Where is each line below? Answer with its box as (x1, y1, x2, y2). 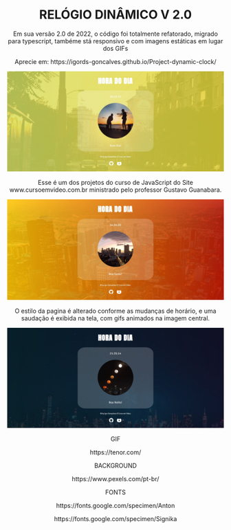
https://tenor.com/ (89, 448, 142, 456)
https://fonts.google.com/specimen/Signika (54, 514, 177, 522)
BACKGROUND (93, 461, 137, 470)
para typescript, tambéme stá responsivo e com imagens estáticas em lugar (8, 36, 223, 45)
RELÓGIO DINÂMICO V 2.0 (38, 7, 192, 23)
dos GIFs (102, 44, 129, 52)
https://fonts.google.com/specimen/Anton (56, 501, 175, 509)
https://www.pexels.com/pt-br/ (71, 474, 159, 483)
